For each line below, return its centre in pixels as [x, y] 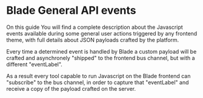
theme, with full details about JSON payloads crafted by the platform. [93, 40]
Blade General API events [71, 11]
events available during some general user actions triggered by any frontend [102, 33]
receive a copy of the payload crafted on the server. [71, 88]
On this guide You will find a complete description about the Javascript [95, 27]
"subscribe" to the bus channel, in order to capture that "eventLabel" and [98, 82]
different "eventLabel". [34, 64]
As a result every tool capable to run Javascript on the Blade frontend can [98, 76]
